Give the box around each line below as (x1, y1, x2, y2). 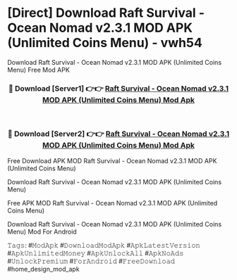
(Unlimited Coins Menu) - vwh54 (7, 35, 202, 51)
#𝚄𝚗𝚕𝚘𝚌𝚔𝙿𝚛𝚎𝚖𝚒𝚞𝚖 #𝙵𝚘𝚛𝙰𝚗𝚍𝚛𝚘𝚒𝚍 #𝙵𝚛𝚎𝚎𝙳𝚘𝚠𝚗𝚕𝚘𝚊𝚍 (7, 257, 175, 265)
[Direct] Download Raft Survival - (7, 5, 205, 21)
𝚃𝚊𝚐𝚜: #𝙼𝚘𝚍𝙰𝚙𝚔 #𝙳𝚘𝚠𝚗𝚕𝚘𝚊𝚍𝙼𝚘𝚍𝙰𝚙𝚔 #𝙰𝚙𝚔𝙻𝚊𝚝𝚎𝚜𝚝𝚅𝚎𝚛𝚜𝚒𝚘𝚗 (7, 241, 201, 249)
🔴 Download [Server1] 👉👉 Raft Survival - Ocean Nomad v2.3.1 (8, 83, 229, 93)
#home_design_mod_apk (7, 265, 80, 273)
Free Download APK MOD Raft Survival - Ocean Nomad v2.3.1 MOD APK (7, 156, 217, 165)
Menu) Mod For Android (7, 227, 78, 236)
